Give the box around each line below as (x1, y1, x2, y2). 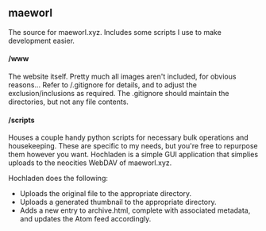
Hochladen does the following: (8, 174, 109, 183)
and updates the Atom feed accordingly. (19, 214, 152, 224)
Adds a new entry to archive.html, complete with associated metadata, (19, 206, 251, 215)
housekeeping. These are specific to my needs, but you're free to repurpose (8, 141, 258, 151)
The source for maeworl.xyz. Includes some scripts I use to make (8, 27, 222, 37)
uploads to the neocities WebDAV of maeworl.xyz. (8, 158, 172, 167)
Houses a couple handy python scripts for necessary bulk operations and (8, 133, 249, 142)
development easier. (8, 36, 75, 45)
